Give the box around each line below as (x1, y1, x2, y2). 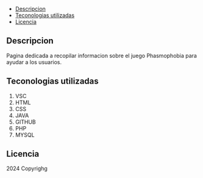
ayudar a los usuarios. (6, 58, 62, 66)
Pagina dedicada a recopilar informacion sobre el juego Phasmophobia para (6, 52, 197, 59)
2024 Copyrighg (6, 165, 48, 173)
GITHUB (15, 118, 37, 126)
